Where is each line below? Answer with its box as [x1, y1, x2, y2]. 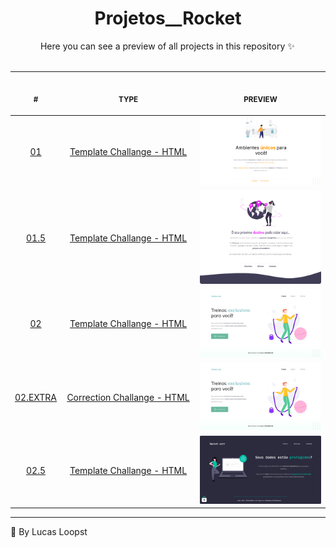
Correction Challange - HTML [66, 391, 190, 403]
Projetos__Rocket [94, 7, 242, 30]
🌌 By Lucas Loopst [10, 526, 88, 538]
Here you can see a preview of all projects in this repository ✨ [39, 40, 295, 52]
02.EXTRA [14, 391, 58, 403]
